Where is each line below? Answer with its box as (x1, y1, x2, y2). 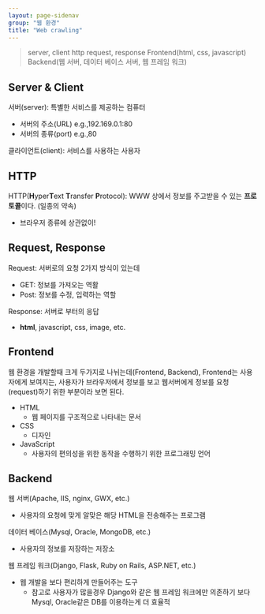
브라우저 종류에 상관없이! (19, 218, 96, 227)
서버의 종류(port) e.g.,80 (19, 129, 97, 139)
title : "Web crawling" (8, 26, 83, 34)
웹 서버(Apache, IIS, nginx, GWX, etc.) (8, 494, 130, 504)
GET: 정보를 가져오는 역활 (19, 279, 99, 289)
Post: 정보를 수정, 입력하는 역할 (19, 290, 117, 299)
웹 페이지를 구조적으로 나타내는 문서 (31, 412, 142, 421)
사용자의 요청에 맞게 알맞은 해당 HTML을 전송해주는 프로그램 (19, 511, 207, 520)
